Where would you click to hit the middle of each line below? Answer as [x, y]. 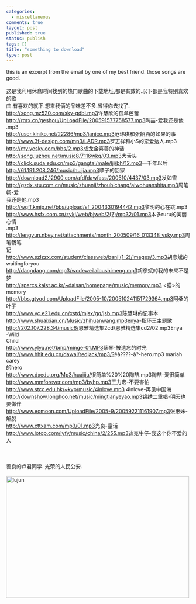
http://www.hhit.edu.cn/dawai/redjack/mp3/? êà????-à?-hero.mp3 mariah [94, 354]
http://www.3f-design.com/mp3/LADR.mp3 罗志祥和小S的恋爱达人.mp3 [92, 141]
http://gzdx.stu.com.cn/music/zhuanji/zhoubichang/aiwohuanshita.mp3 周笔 [97, 185]
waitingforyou [23, 263]
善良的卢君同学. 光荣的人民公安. [44, 466]
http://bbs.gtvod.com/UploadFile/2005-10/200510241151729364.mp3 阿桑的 [97, 298]
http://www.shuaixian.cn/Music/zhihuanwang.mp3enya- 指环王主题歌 [89, 320]
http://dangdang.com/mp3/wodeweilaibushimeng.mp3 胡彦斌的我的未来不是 [97, 270]
